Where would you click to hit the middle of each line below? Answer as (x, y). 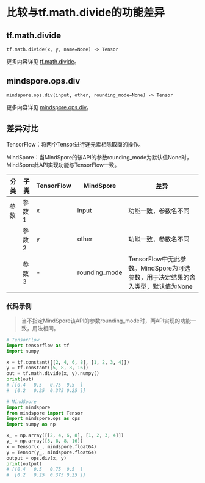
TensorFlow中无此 (154, 259)
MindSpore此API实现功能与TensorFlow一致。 (63, 165)
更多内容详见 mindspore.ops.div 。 (49, 107)
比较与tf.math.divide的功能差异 (86, 13)
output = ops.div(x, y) (37, 458)
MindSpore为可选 (165, 268)
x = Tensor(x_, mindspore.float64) (52, 446)
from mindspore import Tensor (45, 413)
